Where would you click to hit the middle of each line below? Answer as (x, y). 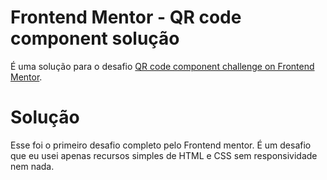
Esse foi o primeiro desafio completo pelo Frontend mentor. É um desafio (161, 145)
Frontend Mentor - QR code (126, 17)
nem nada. (32, 166)
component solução (95, 38)
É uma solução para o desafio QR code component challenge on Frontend (162, 66)
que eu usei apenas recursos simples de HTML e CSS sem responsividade (164, 155)
